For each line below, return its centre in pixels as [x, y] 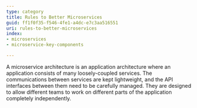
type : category [25, 12]
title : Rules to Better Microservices [54, 17]
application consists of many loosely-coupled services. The [79, 73]
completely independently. [39, 98]
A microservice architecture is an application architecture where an [88, 66]
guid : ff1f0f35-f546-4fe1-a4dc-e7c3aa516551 [62, 23]
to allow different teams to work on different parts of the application [89, 92]
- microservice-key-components [45, 45]
